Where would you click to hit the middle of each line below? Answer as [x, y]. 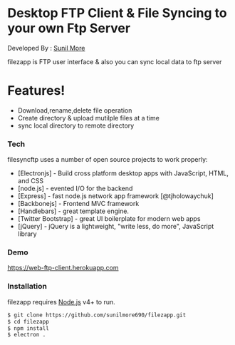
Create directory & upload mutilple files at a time [89, 118]
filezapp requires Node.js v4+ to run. [61, 302]
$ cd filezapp [28, 321]
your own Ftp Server [69, 28]
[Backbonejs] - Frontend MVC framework [78, 204]
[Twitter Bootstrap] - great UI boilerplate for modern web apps [109, 219]
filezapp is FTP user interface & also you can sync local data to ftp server [115, 61]
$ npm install [28, 328]
